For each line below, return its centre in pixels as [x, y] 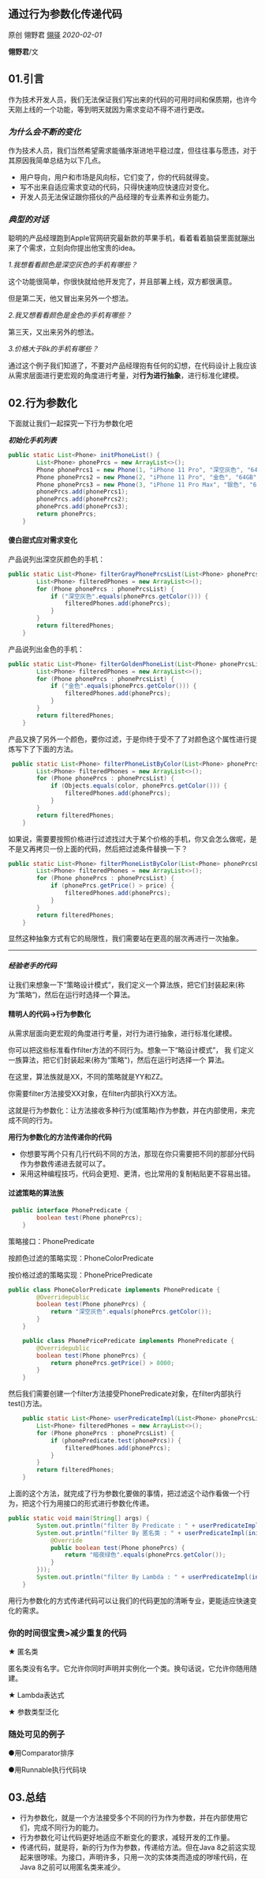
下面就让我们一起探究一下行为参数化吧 [70, 423]
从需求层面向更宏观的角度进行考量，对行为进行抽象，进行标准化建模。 [122, 1033]
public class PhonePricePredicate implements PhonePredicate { [129, 1340]
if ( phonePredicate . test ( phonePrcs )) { [116, 1440]
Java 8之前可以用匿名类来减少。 [72, 1867]
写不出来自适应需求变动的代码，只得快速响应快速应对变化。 [116, 187]
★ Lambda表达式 [36, 1696]
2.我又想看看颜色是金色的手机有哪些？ [70, 316]
